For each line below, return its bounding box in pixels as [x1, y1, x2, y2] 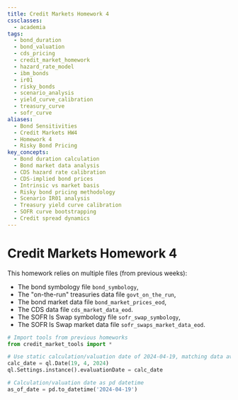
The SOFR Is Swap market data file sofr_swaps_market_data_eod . [17, 320, 205, 328]
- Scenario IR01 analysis [13, 195, 91, 202]
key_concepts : [7, 149, 50, 156]
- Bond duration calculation [13, 155, 100, 163]
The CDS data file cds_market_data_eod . [17, 305, 133, 313]
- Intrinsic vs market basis [13, 182, 100, 189]
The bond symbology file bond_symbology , [17, 282, 139, 291]
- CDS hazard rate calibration [13, 168, 106, 176]
